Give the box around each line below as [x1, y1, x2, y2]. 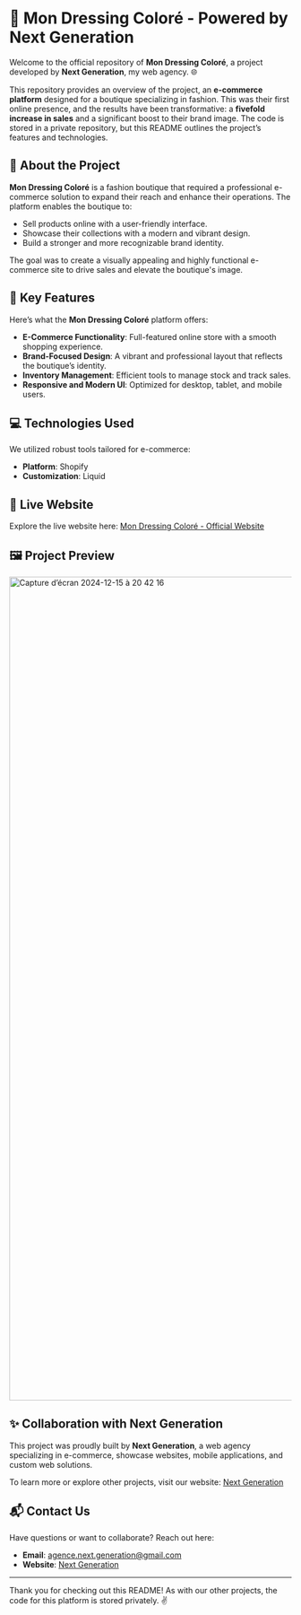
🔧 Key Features [9, 291, 96, 306]
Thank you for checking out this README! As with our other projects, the [9, 1584, 278, 1595]
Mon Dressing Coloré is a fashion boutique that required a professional [9, 181, 273, 192]
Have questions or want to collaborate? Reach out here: [9, 1532, 215, 1542]
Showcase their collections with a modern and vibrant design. [21, 228, 251, 239]
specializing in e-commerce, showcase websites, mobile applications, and [9, 1449, 284, 1461]
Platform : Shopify [21, 461, 89, 472]
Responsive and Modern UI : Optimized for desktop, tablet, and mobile [21, 379, 282, 389]
